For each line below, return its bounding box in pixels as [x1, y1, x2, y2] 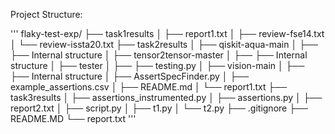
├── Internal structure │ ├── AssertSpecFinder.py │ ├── [10, 70, 250, 82]
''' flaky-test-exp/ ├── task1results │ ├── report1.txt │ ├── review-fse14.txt [10, 28, 325, 39]
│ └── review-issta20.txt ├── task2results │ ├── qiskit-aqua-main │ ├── [10, 39, 318, 50]
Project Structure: [10, 9, 83, 20]
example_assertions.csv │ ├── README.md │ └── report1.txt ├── [10, 81, 288, 93]
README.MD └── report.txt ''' [10, 113, 137, 124]
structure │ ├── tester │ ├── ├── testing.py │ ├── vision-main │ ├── [10, 60, 305, 71]
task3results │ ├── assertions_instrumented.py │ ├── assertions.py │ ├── [10, 92, 323, 103]
